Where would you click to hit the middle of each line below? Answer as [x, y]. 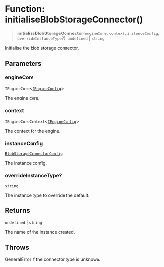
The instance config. [26, 163]
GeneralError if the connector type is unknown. [53, 259]
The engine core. [22, 98]
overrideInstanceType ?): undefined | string [61, 38]
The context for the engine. [33, 131]
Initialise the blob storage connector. [42, 48]
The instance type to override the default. [47, 195]
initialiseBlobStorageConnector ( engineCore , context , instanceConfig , [88, 33]
